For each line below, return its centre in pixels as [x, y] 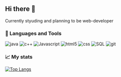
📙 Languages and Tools [33, 33]
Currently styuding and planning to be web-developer [59, 20]
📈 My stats [19, 57]
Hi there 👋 [20, 9]
